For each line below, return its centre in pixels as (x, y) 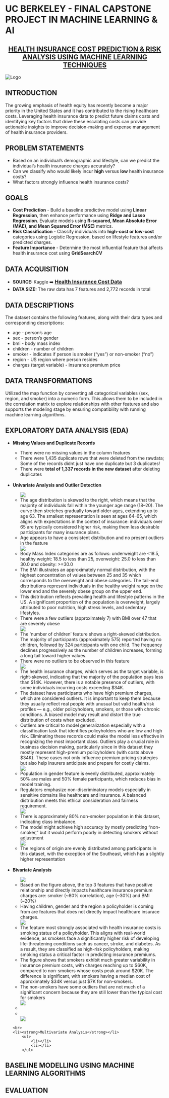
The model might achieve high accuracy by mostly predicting (83, 827)
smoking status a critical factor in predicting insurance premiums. (88, 954)
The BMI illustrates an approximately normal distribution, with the (88, 570)
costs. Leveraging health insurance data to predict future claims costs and (82, 116)
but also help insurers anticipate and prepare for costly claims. (85, 763)
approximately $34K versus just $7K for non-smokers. (76, 981)
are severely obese (40, 623)
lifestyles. (30, 613)
